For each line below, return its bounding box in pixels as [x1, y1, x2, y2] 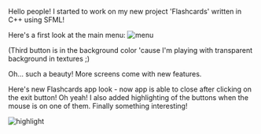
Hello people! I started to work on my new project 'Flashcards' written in [8, 7, 242, 16]
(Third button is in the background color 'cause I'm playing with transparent [8, 46, 253, 54]
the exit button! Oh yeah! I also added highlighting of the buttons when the [8, 93, 249, 102]
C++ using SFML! [8, 15, 65, 24]
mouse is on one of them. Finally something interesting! [8, 102, 188, 110]
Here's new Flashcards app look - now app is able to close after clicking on [8, 84, 252, 94]
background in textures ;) [8, 54, 90, 63]
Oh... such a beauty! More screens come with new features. [8, 69, 202, 78]
